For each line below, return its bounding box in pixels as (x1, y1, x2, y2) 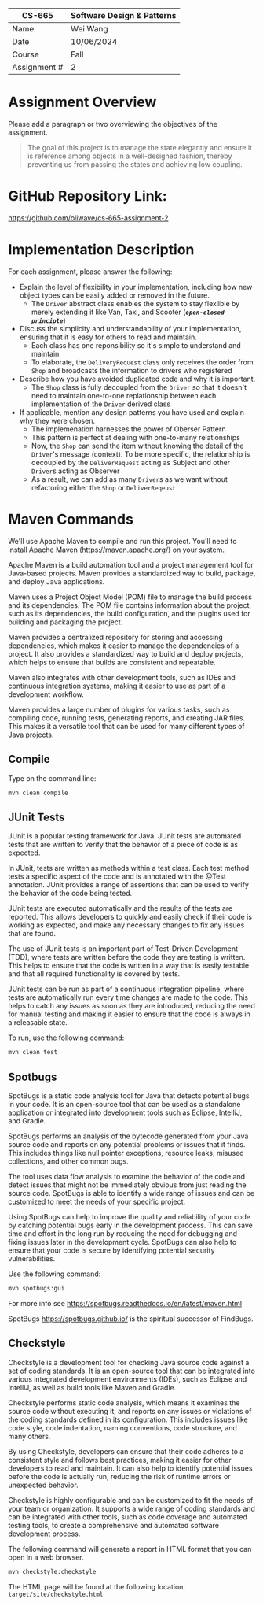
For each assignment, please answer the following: (8, 267, 173, 276)
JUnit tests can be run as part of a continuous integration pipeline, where (8, 984, 245, 994)
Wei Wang (70, 24, 108, 34)
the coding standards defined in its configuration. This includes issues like (8, 1415, 249, 1424)
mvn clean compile (8, 789, 68, 797)
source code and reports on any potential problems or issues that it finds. (8, 1139, 246, 1149)
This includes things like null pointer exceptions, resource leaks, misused (8, 1148, 245, 1157)
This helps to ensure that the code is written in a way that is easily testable (8, 960, 250, 971)
